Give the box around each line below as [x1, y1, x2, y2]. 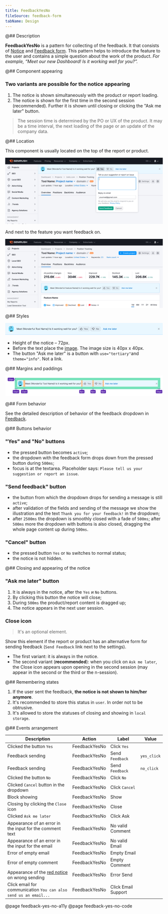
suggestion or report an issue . [12, 470, 79, 477]
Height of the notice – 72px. [12, 340, 70, 346]
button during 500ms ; [12, 460, 54, 466]
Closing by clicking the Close [7, 801, 66, 807]
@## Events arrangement [5, 725, 58, 731]
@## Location [5, 138, 34, 144]
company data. [17, 128, 48, 134]
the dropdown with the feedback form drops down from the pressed [12, 455, 153, 461]
